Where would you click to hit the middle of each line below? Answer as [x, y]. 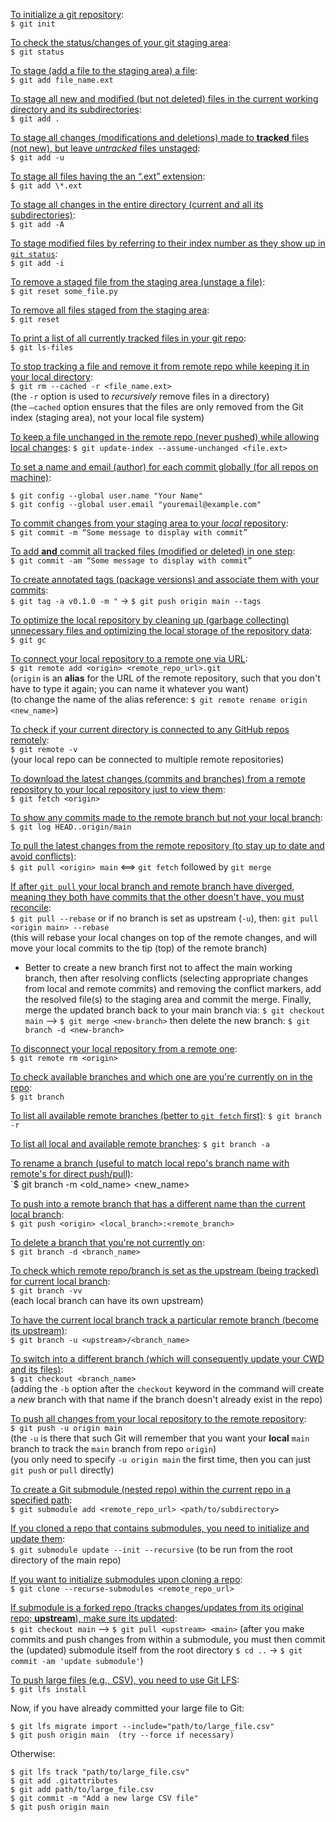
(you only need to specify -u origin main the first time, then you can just [161, 1459]
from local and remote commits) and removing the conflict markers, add [173, 988]
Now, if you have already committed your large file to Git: [127, 1708]
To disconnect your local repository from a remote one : [124, 1048]
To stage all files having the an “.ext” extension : [108, 176]
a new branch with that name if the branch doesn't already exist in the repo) [166, 1399]
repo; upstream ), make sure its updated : [94, 1618]
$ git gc [28, 640]
